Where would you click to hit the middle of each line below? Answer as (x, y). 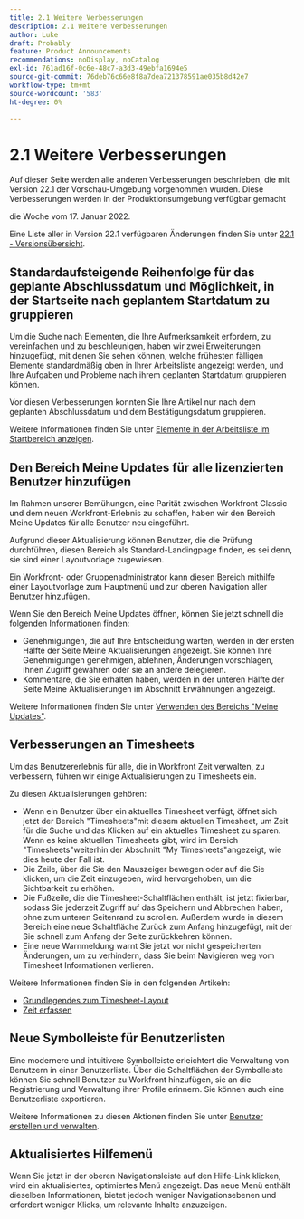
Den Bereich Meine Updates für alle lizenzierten (147, 467)
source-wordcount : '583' (56, 93)
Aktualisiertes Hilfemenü (81, 1154)
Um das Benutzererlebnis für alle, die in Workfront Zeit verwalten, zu (137, 766)
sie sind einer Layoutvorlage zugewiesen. (87, 559)
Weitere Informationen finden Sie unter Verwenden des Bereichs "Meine (144, 706)
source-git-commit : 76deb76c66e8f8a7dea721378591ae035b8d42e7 (129, 77)
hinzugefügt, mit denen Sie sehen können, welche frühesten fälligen (137, 356)
